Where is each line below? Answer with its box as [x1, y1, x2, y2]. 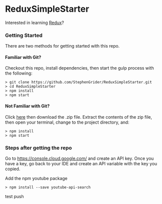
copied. [5, 166, 21, 172]
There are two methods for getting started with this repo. [5, 43, 120, 49]
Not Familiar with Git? [5, 103, 50, 109]
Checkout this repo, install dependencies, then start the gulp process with [5, 65, 154, 71]
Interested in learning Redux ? [5, 20, 65, 25]
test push [5, 193, 24, 199]
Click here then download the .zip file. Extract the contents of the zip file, [5, 114, 152, 120]
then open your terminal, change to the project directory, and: [5, 119, 130, 125]
